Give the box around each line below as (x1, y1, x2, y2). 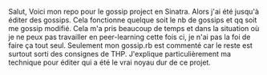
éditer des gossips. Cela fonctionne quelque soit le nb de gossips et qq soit (8, 15, 257, 25)
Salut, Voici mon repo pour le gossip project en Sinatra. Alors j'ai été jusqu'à (8, 7, 259, 16)
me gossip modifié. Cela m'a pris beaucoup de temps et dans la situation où (8, 24, 260, 33)
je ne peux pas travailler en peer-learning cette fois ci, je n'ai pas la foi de (8, 32, 251, 41)
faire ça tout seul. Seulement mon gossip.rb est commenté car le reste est (8, 41, 253, 50)
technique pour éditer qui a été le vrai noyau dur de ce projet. (8, 57, 211, 67)
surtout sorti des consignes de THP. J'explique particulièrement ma (8, 49, 231, 58)
